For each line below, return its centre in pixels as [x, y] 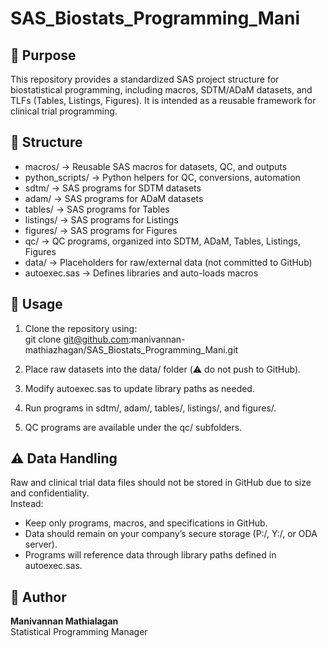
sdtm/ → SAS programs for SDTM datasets [113, 188]
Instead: [27, 504]
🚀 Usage [36, 304]
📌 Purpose [43, 55]
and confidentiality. [50, 493]
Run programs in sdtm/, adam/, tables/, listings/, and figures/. [150, 408]
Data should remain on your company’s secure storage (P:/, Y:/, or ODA [171, 534]
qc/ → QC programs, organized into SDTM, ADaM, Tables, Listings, [162, 241]
